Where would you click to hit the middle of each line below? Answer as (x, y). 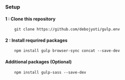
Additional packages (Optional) (38, 62)
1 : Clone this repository (30, 19)
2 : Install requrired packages (36, 40)
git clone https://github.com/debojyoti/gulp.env (67, 29)
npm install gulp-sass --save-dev (50, 72)
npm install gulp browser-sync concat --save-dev (67, 51)
